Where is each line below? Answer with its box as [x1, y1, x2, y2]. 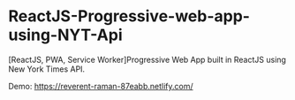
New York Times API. [8, 64, 86, 74]
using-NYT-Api [8, 25, 123, 45]
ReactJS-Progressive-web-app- [8, 6, 251, 27]
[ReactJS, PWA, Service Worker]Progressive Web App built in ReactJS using [8, 54, 286, 65]
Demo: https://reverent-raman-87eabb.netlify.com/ [8, 81, 193, 91]
